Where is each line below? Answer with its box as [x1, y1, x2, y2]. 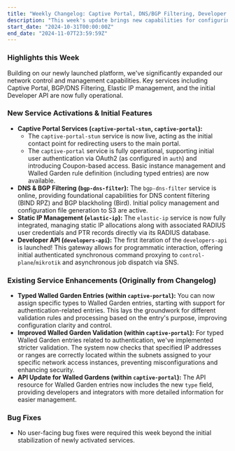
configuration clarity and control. [17, 321, 113, 329]
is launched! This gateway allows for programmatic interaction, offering [17, 243, 223, 252]
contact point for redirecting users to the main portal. [27, 139, 181, 148]
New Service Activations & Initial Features [7, 108, 152, 118]
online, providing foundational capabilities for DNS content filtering [17, 191, 210, 199]
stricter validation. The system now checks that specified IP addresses [17, 343, 222, 352]
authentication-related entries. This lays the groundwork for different [17, 306, 216, 315]
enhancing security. [17, 366, 75, 374]
